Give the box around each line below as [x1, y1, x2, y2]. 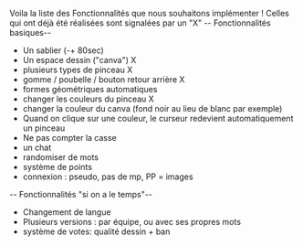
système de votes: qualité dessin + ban [22, 226, 171, 237]
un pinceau [22, 123, 66, 134]
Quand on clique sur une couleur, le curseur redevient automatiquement [22, 113, 294, 123]
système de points [22, 162, 93, 172]
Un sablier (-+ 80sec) [22, 45, 105, 56]
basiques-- [9, 27, 52, 37]
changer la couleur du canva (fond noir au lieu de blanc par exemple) [22, 103, 283, 113]
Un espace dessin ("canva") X [22, 55, 137, 65]
